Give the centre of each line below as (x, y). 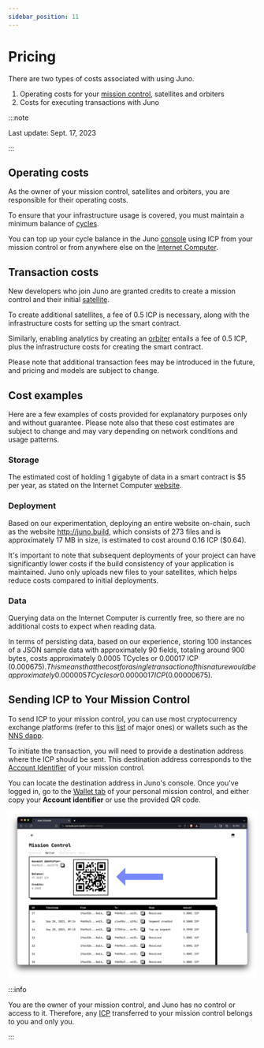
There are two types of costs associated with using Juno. (101, 78)
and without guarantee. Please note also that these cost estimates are (121, 423)
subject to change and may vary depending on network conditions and (123, 431)
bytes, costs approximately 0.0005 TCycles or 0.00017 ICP (103, 658)
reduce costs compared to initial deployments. (84, 580)
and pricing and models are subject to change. (84, 371)
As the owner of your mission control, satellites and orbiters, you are (119, 192)
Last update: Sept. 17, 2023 (52, 132)
